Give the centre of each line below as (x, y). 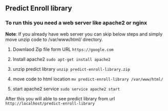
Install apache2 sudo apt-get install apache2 (62, 59)
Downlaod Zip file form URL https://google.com (63, 49)
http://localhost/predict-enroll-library (50, 103)
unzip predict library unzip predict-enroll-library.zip (71, 69)
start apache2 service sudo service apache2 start (66, 89)
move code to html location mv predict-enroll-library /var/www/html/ (88, 79)
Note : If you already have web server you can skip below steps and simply (84, 34)
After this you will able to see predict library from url (60, 98)
